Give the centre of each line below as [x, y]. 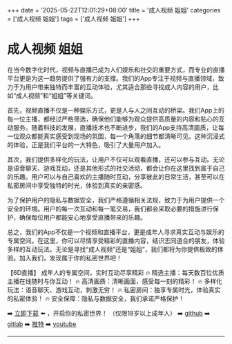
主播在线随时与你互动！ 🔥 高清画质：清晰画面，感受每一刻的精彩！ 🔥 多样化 [115, 281]
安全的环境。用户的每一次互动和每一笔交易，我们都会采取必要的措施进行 [110, 209]
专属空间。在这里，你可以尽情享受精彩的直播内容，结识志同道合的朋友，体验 [116, 240]
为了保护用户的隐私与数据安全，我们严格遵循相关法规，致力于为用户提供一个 [116, 200]
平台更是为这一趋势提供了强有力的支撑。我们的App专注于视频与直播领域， [113, 78]
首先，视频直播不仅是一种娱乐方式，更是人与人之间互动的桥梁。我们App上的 [116, 110]
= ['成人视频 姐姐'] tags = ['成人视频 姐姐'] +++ [74, 19]
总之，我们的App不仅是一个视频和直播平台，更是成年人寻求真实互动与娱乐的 [116, 232]
